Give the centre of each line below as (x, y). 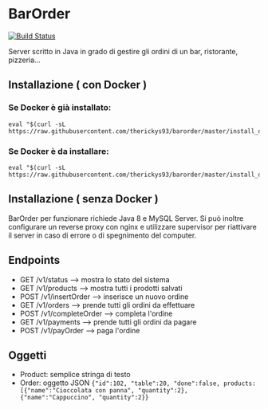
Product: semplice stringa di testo (75, 375)
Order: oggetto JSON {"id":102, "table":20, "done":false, (120, 383)
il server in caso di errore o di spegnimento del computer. (102, 235)
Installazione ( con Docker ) (78, 85)
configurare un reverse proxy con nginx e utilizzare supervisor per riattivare (132, 226)
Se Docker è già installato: (60, 108)
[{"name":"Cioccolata (55, 391)
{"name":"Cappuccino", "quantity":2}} (84, 398)
